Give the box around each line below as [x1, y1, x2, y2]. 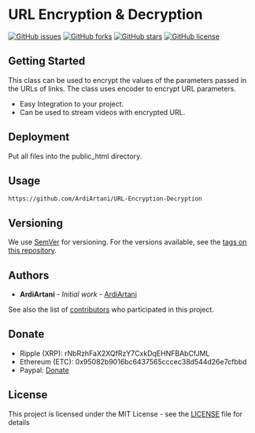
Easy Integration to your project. [19, 99, 124, 108]
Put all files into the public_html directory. [8, 151, 142, 161]
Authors [8, 268, 50, 282]
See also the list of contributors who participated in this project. [8, 305, 215, 314]
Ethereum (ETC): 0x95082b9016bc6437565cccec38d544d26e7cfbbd [19, 356, 247, 366]
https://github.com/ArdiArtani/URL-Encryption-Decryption [8, 195, 202, 203]
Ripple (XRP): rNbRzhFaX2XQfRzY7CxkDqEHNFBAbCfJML [19, 349, 210, 358]
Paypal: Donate [19, 365, 69, 375]
